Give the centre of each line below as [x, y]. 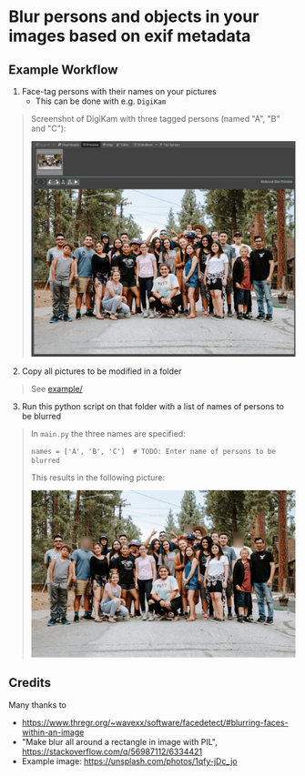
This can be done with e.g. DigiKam [101, 101]
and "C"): [48, 128]
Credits [30, 683]
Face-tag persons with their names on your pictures [119, 91]
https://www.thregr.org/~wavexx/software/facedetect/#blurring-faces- [155, 722]
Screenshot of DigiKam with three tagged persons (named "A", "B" [155, 119]
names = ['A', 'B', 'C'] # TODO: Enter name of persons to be [153, 452]
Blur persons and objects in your [134, 17]
